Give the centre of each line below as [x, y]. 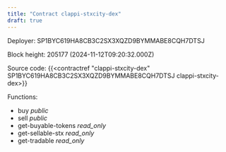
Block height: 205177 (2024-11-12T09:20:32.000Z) [81, 54]
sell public [32, 118]
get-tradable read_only [51, 140]
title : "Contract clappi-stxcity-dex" [64, 14]
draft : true [25, 21]
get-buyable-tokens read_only [62, 125]
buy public [33, 110]
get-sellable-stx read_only [56, 133]
